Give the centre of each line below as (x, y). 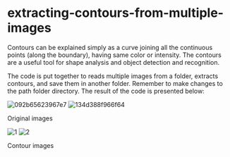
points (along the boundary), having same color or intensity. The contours (115, 55)
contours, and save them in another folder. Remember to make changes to (115, 83)
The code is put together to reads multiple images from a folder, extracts (113, 76)
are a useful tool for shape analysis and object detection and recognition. (114, 62)
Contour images (31, 145)
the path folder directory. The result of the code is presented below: (106, 91)
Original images (30, 118)
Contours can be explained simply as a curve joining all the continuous (110, 47)
